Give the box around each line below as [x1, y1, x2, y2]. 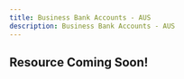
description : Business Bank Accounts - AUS [9, 22, 176, 31]
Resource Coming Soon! [9, 55, 149, 70]
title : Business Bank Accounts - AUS [9, 13, 152, 22]
